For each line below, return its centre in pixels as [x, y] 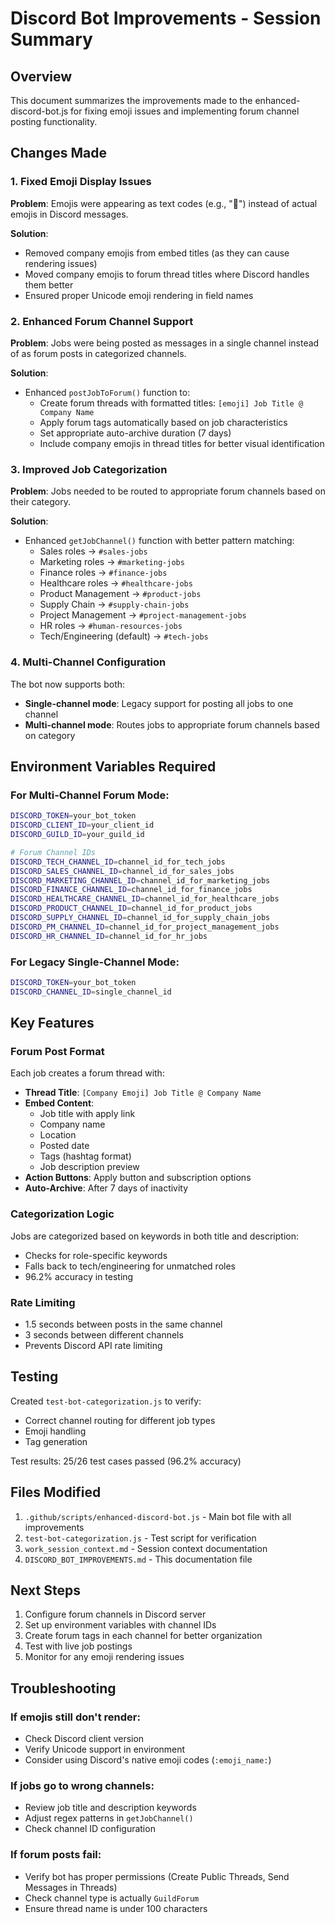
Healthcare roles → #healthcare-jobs [116, 583]
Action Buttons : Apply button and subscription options [138, 1178]
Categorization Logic [62, 1214]
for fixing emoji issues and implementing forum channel [185, 111]
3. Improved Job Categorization [89, 469]
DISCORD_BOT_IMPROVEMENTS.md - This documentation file [138, 1559]
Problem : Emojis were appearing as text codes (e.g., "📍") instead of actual [164, 203]
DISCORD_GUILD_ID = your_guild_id [77, 835]
